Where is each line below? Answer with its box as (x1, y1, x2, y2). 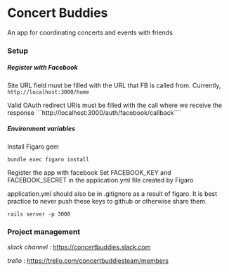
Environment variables (7, 125, 76, 133)
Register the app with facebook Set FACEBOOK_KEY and (7, 168, 171, 177)
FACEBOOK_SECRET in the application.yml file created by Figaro (7, 175, 194, 184)
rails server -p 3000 (7, 210, 71, 218)
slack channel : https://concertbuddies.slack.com (7, 243, 151, 252)
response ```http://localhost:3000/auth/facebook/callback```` (7, 108, 183, 117)
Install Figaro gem (7, 142, 60, 151)
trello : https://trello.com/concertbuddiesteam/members (7, 256, 169, 265)
